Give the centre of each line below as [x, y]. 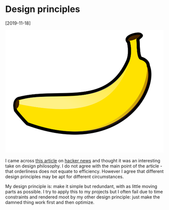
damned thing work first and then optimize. [50, 202]
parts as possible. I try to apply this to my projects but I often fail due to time [84, 191]
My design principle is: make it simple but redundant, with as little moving [81, 186]
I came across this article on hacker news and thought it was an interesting [83, 160]
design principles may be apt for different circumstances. [65, 176]
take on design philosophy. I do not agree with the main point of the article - [84, 166]
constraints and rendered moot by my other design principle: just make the [82, 197]
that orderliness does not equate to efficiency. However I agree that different [84, 171]
